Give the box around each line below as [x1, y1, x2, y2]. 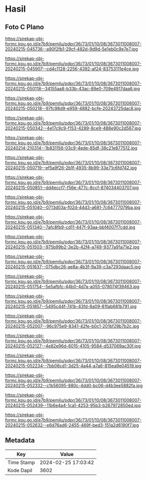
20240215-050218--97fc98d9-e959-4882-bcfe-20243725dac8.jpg [5, 106, 141, 111]
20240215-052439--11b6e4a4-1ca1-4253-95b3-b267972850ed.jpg [5, 403, 141, 408]
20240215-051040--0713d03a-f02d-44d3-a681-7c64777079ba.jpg [5, 205, 141, 210]
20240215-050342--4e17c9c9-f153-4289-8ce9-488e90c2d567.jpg [5, 125, 141, 131]
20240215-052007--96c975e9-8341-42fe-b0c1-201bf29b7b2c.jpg [5, 323, 139, 329]
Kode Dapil [7, 467, 33, 474]
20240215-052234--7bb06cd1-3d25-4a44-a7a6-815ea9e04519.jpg [5, 363, 142, 368]
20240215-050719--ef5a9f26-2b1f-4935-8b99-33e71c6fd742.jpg [5, 165, 137, 171]
